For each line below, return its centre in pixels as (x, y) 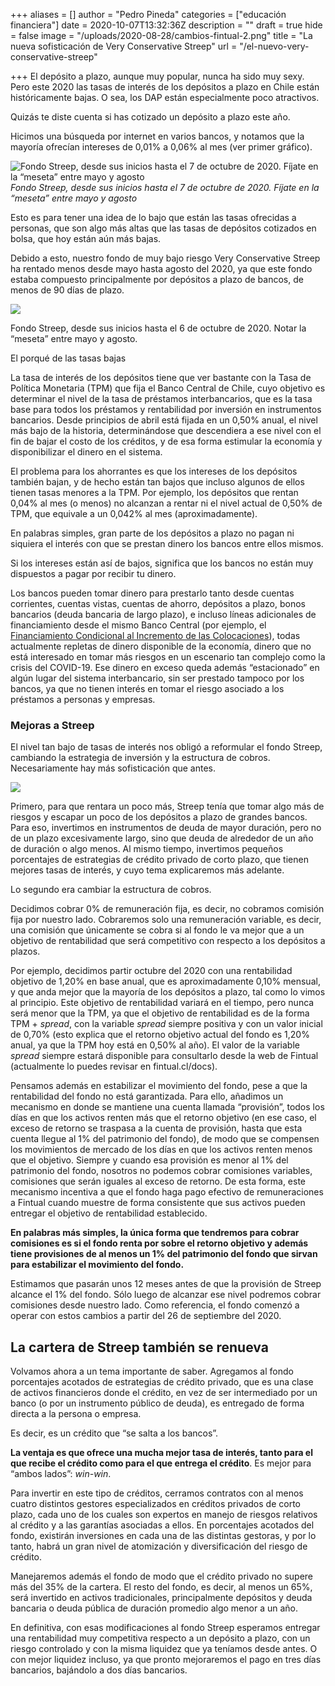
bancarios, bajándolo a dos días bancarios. (99, 1670)
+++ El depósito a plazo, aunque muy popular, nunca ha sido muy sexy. (157, 76)
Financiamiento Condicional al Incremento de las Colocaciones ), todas (155, 635)
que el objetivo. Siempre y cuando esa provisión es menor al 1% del (149, 1160)
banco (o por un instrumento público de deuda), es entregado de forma (157, 1403)
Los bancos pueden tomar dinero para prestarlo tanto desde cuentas (152, 593)
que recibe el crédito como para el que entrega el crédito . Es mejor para (161, 1463)
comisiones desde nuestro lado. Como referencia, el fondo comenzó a (155, 1305)
